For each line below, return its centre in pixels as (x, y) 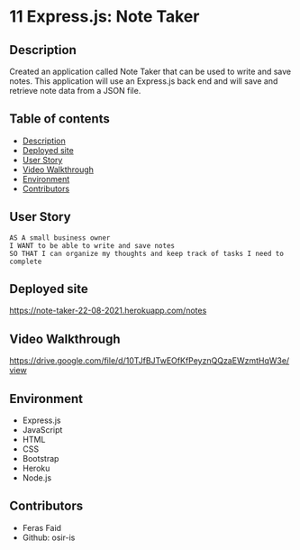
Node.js (37, 478)
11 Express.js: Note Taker (105, 17)
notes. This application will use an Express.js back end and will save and (144, 81)
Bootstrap (41, 459)
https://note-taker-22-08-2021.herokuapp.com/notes (108, 311)
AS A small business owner (60, 238)
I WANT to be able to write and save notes (92, 245)
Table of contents (59, 119)
